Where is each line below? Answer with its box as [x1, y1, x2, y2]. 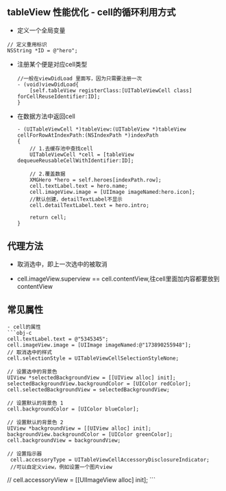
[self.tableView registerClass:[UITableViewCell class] [29, 87, 192, 94]
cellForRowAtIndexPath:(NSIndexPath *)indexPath [16, 131, 159, 139]
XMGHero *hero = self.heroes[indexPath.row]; [29, 176, 162, 184]
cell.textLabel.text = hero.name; [29, 182, 128, 189]
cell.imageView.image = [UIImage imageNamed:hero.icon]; [29, 188, 196, 195]
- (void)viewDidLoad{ [16, 81, 79, 88]
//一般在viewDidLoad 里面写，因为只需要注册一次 [16, 75, 142, 82]
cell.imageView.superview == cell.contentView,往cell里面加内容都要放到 [16, 274, 220, 283]
